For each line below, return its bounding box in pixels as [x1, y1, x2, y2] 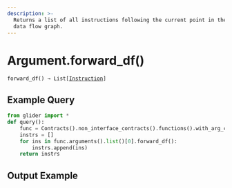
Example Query [7, 94, 75, 105]
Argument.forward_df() [7, 52, 145, 68]
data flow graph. [13, 23, 64, 30]
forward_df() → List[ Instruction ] [7, 75, 107, 83]
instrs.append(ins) [32, 144, 88, 152]
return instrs [19, 151, 60, 158]
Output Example [7, 169, 78, 181]
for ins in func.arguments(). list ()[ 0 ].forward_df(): [19, 138, 177, 145]
